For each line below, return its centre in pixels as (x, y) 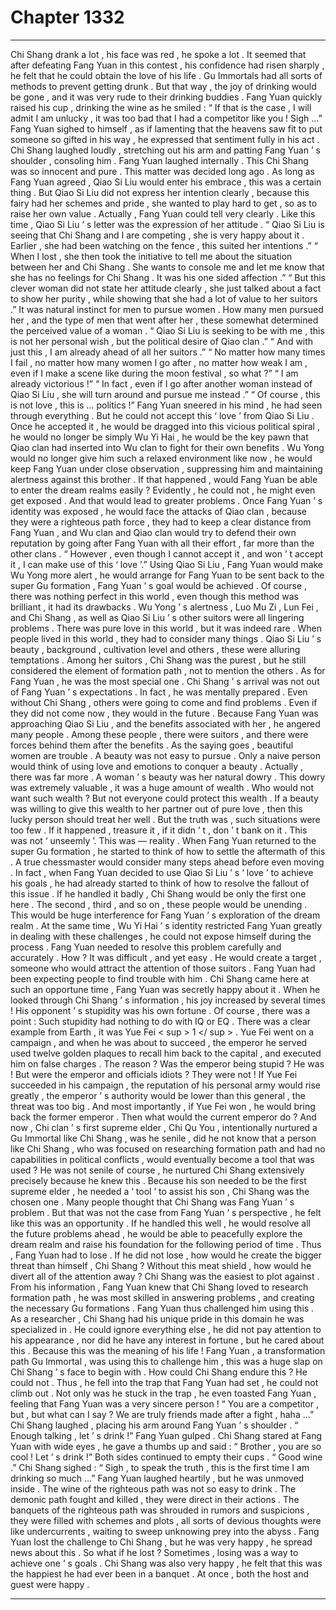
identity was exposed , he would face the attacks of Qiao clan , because (158, 511)
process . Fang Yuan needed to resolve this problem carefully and (146, 947)
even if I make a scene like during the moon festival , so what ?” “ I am (154, 373)
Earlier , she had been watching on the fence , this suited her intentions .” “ (164, 245)
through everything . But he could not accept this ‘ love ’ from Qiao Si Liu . (162, 415)
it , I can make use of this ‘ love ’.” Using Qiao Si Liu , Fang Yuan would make (167, 564)
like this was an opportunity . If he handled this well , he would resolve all (160, 1223)
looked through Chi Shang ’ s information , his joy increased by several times (168, 1000)
